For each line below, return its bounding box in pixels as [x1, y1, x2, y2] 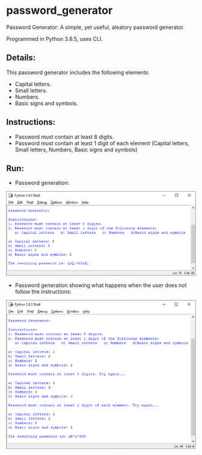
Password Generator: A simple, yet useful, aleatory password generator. [6, 24, 185, 31]
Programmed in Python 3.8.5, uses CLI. [6, 35, 103, 42]
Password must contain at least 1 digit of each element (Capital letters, [14, 139, 189, 146]
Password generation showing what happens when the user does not [14, 281, 187, 289]
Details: [6, 52, 36, 63]
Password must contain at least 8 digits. [14, 133, 114, 140]
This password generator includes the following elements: [6, 69, 150, 76]
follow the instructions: [14, 288, 72, 295]
